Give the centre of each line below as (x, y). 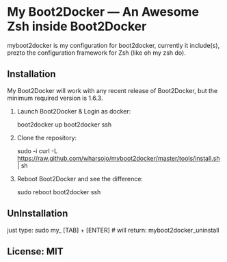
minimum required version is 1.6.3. (55, 98)
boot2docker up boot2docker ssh (64, 125)
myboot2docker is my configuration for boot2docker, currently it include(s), (113, 45)
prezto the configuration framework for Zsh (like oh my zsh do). (96, 53)
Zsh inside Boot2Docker (77, 26)
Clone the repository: (47, 137)
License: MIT (35, 251)
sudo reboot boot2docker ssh (59, 192)
